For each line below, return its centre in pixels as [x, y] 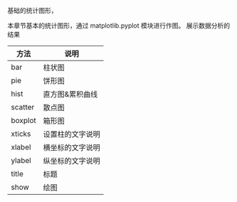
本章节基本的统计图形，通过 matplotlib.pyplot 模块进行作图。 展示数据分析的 [118, 26]
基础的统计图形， [32, 10]
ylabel [21, 160]
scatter [23, 107]
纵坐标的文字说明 [72, 161]
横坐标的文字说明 [72, 148]
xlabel [21, 147]
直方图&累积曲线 [70, 94]
